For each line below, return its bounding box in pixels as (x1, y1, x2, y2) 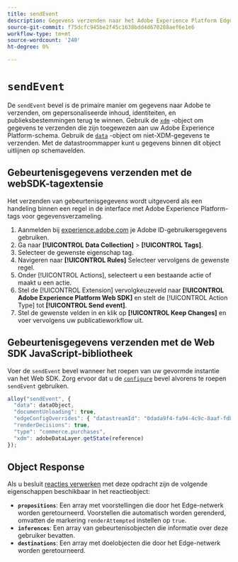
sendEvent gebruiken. (7, 381, 69, 390)
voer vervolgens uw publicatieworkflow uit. (17, 316, 144, 324)
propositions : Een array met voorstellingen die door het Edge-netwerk (17, 501, 225, 509)
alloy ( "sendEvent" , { (7, 395, 72, 402)
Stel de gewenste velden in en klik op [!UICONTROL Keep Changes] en (17, 308, 227, 316)
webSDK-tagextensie (7, 178, 104, 190)
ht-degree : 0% (7, 43, 50, 50)
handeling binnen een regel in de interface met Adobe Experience (7, 204, 200, 213)
